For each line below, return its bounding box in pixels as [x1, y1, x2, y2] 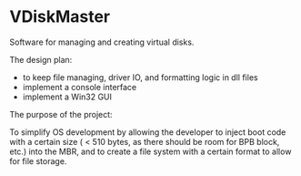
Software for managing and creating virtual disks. [9, 36, 195, 47]
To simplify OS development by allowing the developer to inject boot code [9, 126, 286, 138]
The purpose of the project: [9, 109, 113, 119]
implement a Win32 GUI [22, 91, 112, 102]
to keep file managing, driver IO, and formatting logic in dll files [22, 71, 258, 83]
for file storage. [9, 155, 67, 166]
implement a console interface [22, 81, 137, 92]
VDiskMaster [9, 6, 111, 27]
